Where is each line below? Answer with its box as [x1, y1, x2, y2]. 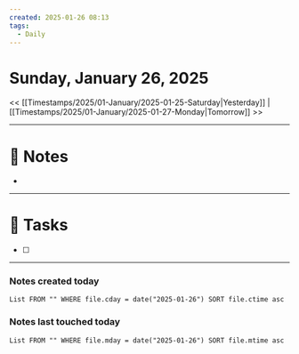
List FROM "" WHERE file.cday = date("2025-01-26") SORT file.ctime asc [9, 295, 285, 304]
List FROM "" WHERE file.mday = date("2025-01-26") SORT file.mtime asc [9, 335, 285, 345]
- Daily [17, 29, 46, 38]
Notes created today [9, 275, 100, 287]
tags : [9, 21, 29, 30]
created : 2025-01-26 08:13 [9, 12, 109, 22]
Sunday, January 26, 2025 [9, 68, 209, 88]
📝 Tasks [9, 215, 69, 236]
